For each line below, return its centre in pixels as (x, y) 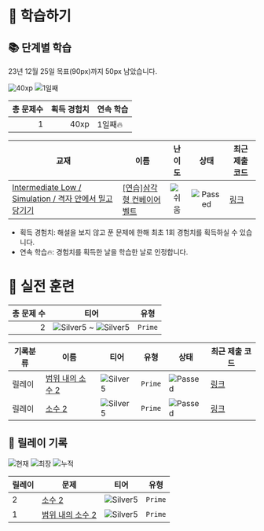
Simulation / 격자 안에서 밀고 (62, 199)
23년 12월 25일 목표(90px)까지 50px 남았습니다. (83, 71)
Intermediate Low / (47, 187)
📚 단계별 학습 (40, 48)
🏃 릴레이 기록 (38, 443)
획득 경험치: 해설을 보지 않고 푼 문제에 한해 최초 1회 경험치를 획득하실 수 (128, 232)
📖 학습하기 (40, 16)
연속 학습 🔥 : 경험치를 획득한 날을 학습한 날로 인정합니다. (104, 252)
